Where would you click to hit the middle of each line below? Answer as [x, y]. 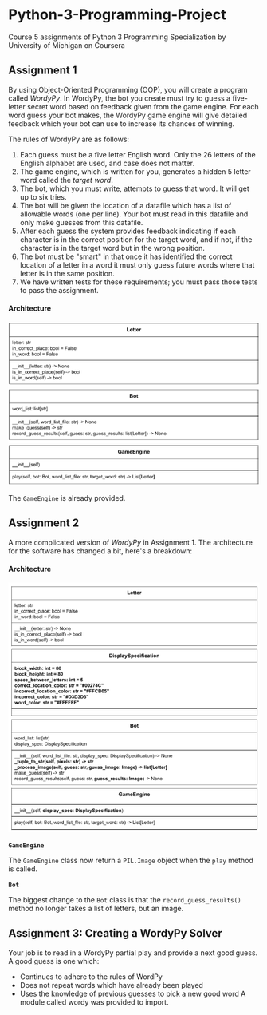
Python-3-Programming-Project [117, 15]
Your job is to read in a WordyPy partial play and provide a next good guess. [133, 953]
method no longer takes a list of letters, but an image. [96, 909]
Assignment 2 [44, 523]
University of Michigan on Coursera [67, 45]
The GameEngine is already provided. [67, 498]
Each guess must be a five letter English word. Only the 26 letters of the [138, 154]
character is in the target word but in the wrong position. [112, 248]
